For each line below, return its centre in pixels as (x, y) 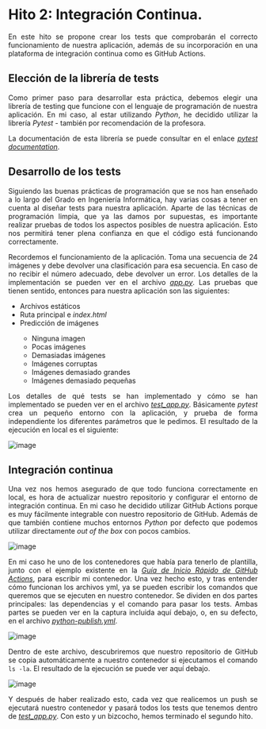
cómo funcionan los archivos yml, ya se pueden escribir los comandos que (133, 587)
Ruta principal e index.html (63, 314)
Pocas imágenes (59, 346)
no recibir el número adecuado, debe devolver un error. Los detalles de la (133, 274)
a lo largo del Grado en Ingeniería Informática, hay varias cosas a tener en (133, 199)
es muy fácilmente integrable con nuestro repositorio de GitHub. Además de (133, 515)
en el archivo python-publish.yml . (63, 621)
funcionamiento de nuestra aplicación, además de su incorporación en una (133, 44)
